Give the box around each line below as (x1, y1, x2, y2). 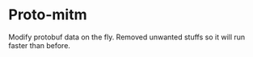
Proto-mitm (8, 6, 87, 24)
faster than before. (8, 40, 71, 50)
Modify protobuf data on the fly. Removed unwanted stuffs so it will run (8, 32, 246, 42)
